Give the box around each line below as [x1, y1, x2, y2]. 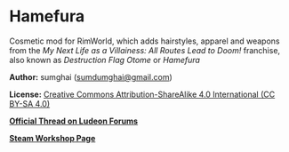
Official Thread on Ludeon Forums [9, 116, 139, 126]
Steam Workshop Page [9, 132, 96, 143]
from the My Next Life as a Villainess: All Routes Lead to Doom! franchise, [9, 44, 281, 55]
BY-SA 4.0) [9, 98, 51, 108]
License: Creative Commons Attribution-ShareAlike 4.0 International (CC [9, 89, 276, 100]
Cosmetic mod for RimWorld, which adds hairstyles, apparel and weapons [9, 36, 280, 46]
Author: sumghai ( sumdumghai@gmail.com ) [9, 71, 173, 82]
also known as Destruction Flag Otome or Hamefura [9, 54, 200, 65]
